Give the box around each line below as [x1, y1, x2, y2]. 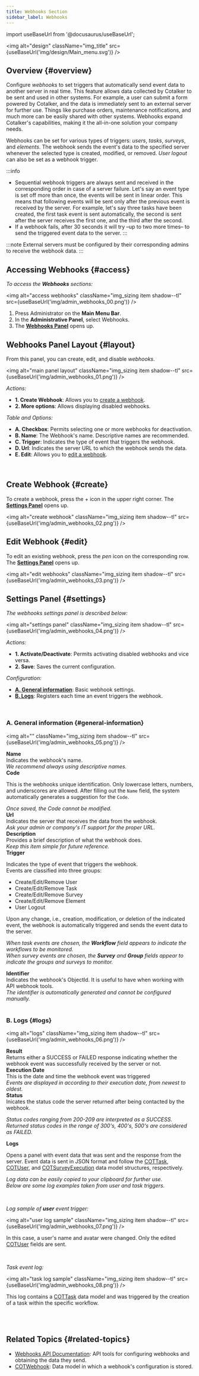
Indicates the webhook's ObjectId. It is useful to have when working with [6, 976, 184, 983]
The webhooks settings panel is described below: [6, 610, 128, 617]
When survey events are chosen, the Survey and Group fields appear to [6, 952, 184, 959]
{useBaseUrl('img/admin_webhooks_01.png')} [6, 373, 118, 380]
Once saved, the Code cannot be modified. [6, 805, 112, 812]
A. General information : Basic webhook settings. [14, 686, 135, 693]
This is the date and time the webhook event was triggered [6, 1072, 150, 1079]
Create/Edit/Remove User [14, 878, 78, 886]
